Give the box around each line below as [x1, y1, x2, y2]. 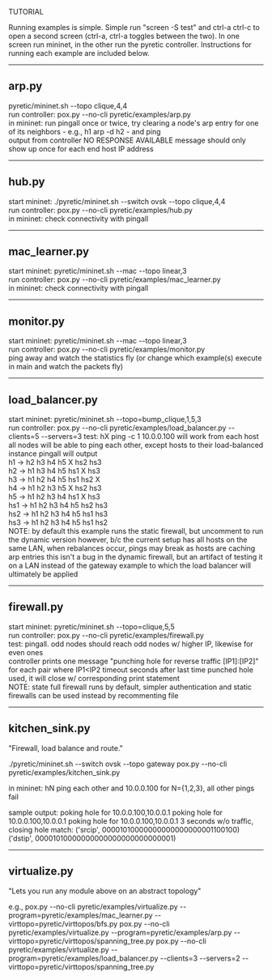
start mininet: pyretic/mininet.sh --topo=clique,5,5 [8, 621, 176, 631]
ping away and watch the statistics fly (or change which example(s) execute [8, 353, 262, 363]
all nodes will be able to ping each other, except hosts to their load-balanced [8, 441, 264, 450]
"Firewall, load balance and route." [8, 743, 124, 752]
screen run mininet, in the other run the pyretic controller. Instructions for [8, 40, 253, 49]
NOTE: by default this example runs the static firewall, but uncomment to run [8, 526, 264, 536]
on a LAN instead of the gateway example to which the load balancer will [8, 560, 251, 570]
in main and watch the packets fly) [8, 362, 124, 372]
